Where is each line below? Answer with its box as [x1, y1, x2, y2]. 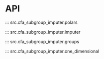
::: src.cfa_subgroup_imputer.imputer [5, 29, 81, 35]
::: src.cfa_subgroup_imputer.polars [5, 19, 78, 25]
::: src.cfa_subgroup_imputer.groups [5, 38, 80, 45]
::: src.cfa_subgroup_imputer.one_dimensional [5, 48, 100, 54]
